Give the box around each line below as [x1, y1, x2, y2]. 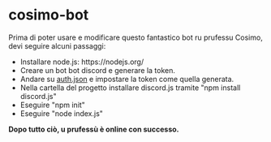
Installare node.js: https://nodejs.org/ [19, 57, 144, 67]
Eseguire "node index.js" [19, 108, 104, 118]
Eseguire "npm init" [19, 100, 85, 110]
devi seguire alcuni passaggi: [8, 41, 106, 50]
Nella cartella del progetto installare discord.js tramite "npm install [19, 83, 241, 93]
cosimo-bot [8, 6, 89, 24]
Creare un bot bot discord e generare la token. [19, 65, 176, 75]
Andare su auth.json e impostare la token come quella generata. [19, 74, 234, 84]
